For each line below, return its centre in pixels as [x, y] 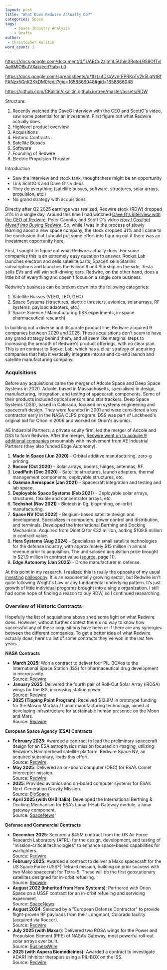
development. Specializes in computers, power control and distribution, [85, 520]
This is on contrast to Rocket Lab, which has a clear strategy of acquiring [80, 349]
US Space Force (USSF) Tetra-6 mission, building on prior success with [86, 867]
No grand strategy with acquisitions [49, 199]
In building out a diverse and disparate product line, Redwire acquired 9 [79, 327]
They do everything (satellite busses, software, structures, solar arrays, [86, 189]
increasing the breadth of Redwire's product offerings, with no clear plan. [81, 343]
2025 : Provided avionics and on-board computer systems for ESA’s [82, 783]
